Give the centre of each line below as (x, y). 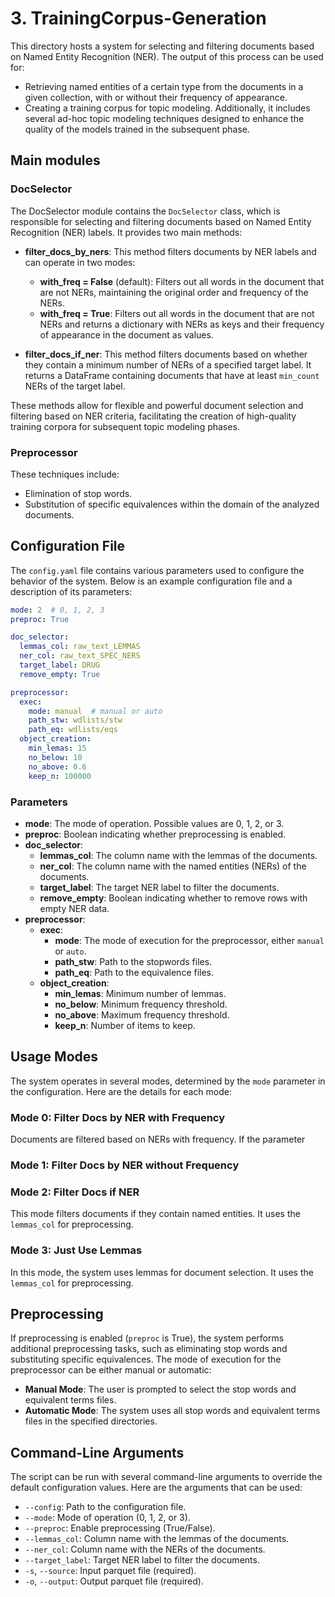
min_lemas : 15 (57, 748)
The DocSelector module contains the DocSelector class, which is (145, 211)
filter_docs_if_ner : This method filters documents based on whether (166, 354)
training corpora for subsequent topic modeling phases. (125, 426)
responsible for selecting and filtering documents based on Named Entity (161, 221)
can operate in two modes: (80, 262)
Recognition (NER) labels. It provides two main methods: (126, 232)
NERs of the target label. (75, 386)
